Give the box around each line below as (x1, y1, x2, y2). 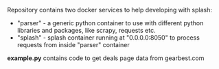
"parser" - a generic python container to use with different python (16, 19, 204, 27)
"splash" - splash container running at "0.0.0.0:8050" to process (16, 33, 200, 42)
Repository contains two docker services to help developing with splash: (7, 6, 213, 14)
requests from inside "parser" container (16, 41, 130, 49)
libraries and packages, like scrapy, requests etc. (16, 27, 156, 34)
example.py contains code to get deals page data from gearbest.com (7, 54, 205, 62)
